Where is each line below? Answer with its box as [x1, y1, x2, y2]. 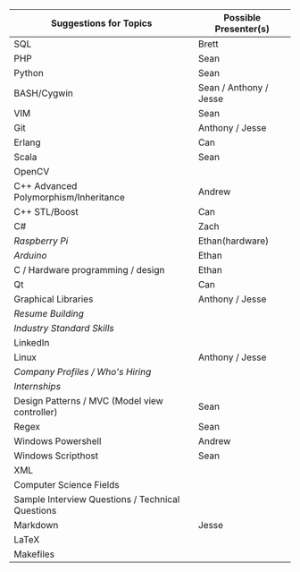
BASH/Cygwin [13, 87, 74, 99]
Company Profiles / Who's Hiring [13, 366, 152, 378]
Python [13, 67, 45, 79]
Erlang [13, 136, 42, 149]
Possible [223, 12, 262, 23]
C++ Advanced [13, 180, 78, 192]
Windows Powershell [13, 435, 102, 447]
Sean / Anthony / [197, 81, 270, 93]
